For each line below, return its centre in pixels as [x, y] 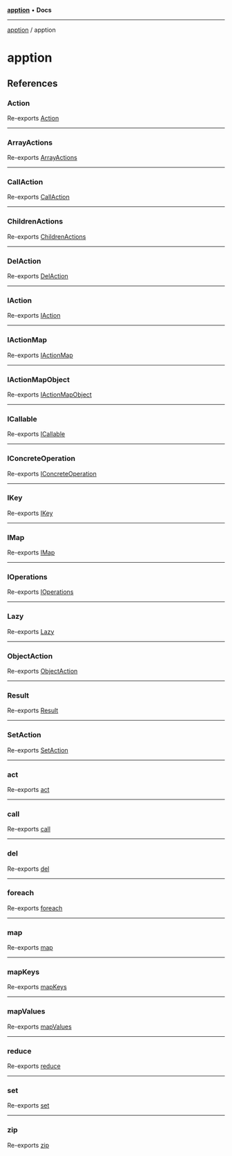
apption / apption [32, 30]
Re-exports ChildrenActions [47, 236]
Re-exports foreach [35, 908]
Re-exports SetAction [38, 750]
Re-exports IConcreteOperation [52, 473]
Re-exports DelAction [38, 276]
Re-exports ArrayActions [42, 158]
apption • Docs [29, 10]
